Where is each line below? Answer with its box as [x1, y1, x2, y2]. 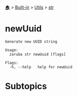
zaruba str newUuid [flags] [9, 52, 66, 57]
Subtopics [5, 81, 47, 92]
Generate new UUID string [5, 39, 57, 44]
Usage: [5, 48, 18, 52]
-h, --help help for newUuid [9, 64, 73, 69]
